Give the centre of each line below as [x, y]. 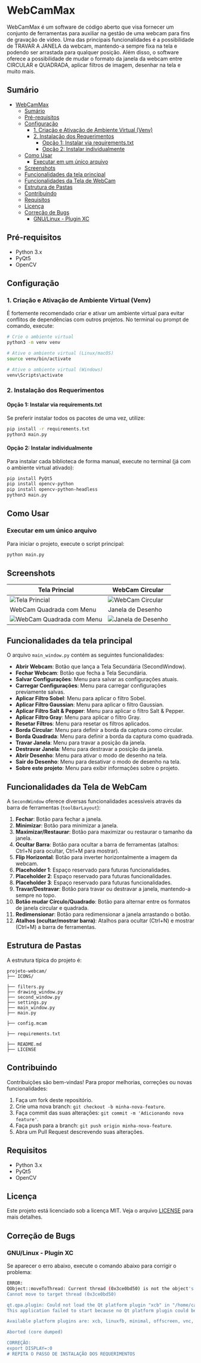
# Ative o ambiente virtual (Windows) [55, 370]
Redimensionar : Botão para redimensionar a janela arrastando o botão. [103, 915]
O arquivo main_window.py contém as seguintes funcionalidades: [86, 655]
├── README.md [24, 1044]
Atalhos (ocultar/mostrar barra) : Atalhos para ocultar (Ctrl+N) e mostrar [105, 921]
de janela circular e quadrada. [52, 908]
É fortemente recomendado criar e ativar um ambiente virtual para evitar [96, 313]
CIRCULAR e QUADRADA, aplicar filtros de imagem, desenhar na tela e [94, 65]
